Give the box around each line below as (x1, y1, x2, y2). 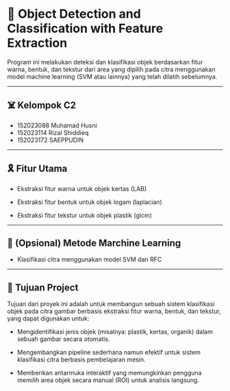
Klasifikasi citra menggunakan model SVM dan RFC (16, 255, 162, 264)
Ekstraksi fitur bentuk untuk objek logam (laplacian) (16, 198, 162, 206)
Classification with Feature (7, 21, 164, 36)
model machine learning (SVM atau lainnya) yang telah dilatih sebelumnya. (7, 72, 218, 81)
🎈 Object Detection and (7, 6, 142, 22)
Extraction (7, 36, 68, 51)
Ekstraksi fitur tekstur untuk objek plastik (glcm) (16, 211, 153, 219)
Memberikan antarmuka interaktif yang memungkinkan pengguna (16, 369, 202, 377)
